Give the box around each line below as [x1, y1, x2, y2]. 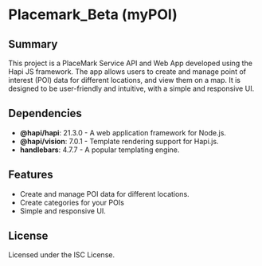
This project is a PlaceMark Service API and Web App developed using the [8, 58, 253, 68]
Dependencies [8, 107, 82, 120]
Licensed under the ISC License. [8, 250, 115, 260]
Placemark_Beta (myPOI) [8, 6, 178, 24]
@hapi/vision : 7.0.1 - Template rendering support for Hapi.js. [19, 136, 219, 146]
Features [8, 168, 53, 182]
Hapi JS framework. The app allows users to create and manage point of [8, 67, 247, 76]
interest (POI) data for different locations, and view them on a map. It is [8, 76, 241, 84]
